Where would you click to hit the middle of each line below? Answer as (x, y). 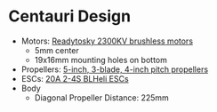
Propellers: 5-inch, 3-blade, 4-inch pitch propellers (115, 69)
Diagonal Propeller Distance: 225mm (102, 97)
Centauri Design (69, 16)
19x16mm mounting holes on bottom (101, 60)
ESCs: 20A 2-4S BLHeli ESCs (75, 78)
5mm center (56, 50)
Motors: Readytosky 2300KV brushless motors (107, 41)
